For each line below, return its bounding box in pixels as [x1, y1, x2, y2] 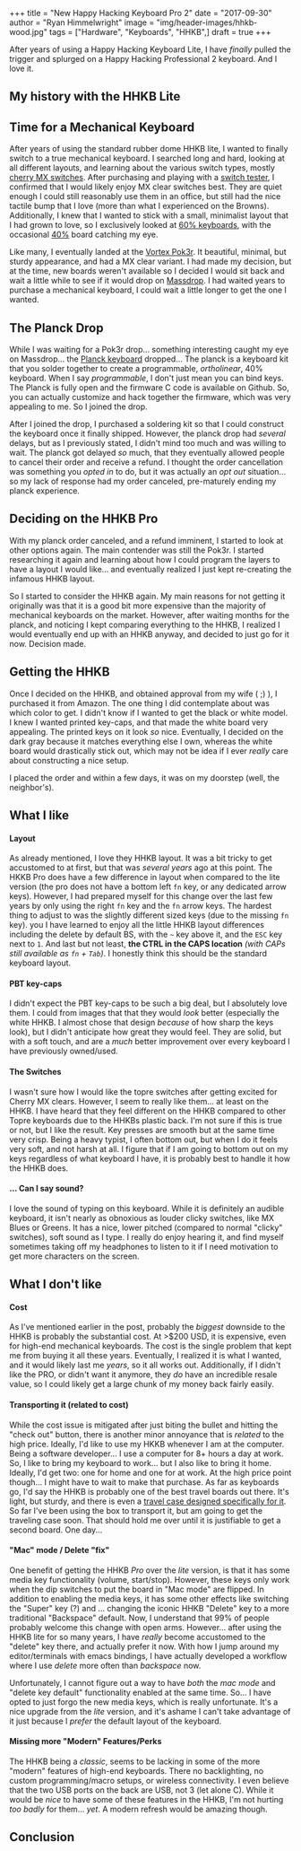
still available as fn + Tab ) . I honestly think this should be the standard [9, 948, 267, 959]
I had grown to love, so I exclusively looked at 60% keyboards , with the [9, 220, 271, 231]
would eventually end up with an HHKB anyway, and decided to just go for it [9, 628, 289, 640]
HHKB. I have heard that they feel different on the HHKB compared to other [9, 1105, 287, 1116]
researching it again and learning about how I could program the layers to [9, 554, 280, 564]
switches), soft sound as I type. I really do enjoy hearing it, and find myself [9, 1231, 284, 1242]
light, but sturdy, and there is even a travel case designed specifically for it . [9, 1496, 287, 1506]
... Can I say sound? [9, 1183, 84, 1194]
